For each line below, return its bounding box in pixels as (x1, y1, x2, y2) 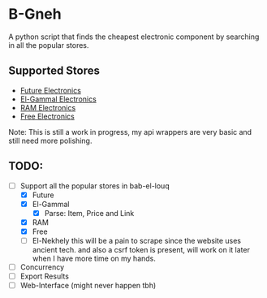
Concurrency (19, 262, 65, 272)
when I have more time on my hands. (32, 253, 157, 263)
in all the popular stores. (8, 40, 89, 50)
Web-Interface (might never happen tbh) (19, 281, 157, 291)
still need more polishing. (8, 136, 93, 145)
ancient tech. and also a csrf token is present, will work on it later (32, 245, 250, 254)
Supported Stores (8, 64, 100, 78)
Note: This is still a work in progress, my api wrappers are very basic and (8, 127, 252, 136)
